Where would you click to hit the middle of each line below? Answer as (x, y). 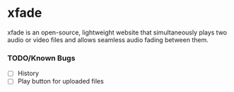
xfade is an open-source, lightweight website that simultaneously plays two (117, 32)
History (28, 73)
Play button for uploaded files (60, 81)
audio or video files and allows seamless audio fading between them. (108, 39)
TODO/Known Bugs (41, 58)
